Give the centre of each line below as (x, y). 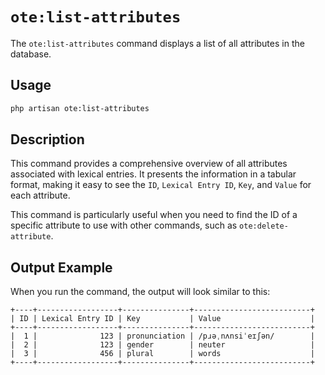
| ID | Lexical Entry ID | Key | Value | (162, 319)
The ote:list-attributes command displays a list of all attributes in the (157, 43)
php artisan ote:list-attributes (80, 108)
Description (47, 139)
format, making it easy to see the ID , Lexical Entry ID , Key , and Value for (161, 185)
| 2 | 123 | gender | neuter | (162, 345)
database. (31, 54)
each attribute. (40, 195)
